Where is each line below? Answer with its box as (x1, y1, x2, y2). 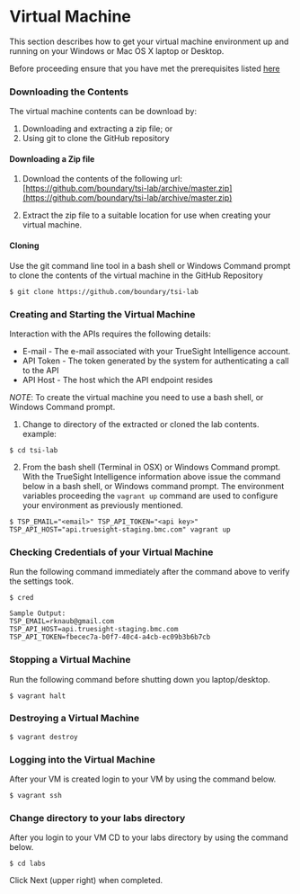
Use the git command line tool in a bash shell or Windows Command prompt (9, 260, 291, 271)
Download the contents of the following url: (22, 174, 182, 184)
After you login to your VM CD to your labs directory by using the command (9, 832, 289, 843)
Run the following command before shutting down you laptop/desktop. (9, 674, 271, 684)
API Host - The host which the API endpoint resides (22, 374, 214, 385)
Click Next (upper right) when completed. (9, 875, 163, 886)
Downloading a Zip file (9, 153, 95, 164)
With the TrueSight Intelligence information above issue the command (22, 470, 281, 482)
